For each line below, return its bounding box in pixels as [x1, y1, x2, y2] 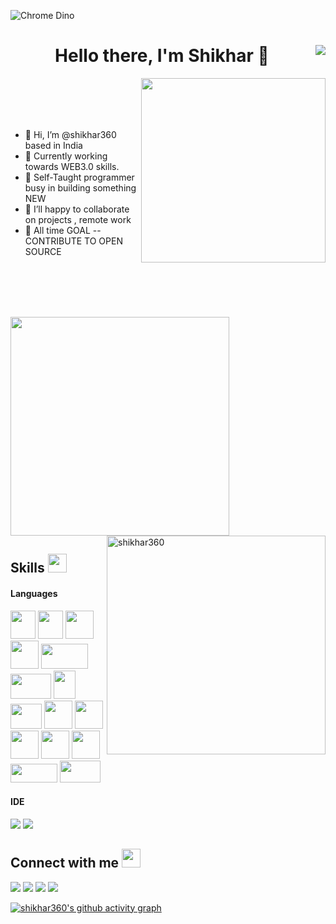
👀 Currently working [24, 150, 108, 162]
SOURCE [24, 245, 62, 257]
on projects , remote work [24, 213, 132, 225]
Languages [10, 587, 58, 599]
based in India [24, 139, 83, 151]
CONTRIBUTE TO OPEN [24, 235, 123, 247]
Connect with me [10, 855, 120, 872]
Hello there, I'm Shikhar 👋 [54, 45, 270, 67]
